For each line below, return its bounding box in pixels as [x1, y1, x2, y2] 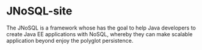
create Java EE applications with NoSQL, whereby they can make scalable [6, 30, 193, 37]
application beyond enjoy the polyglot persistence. [6, 37, 134, 44]
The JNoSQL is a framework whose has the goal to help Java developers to [6, 24, 197, 31]
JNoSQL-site [6, 4, 73, 18]
